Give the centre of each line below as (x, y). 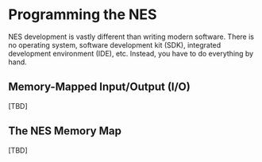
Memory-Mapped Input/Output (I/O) (99, 87)
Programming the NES (83, 15)
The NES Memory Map (65, 131)
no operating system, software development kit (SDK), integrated (115, 44)
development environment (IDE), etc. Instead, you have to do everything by (131, 53)
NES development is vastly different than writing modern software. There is (131, 37)
